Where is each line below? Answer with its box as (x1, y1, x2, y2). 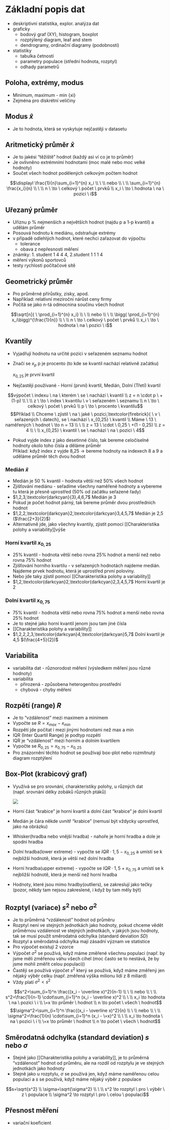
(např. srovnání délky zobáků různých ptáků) (12, 788, 107, 795)
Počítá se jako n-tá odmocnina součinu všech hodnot (12, 301, 124, 308)
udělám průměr (12, 225, 45, 231)
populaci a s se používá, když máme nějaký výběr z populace (12, 1076, 142, 1083)
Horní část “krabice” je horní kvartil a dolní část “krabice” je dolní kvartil (12, 808, 162, 814)
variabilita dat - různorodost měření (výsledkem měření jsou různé (12, 665, 151, 671)
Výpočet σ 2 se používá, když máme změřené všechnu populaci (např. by (12, 949, 165, 956)
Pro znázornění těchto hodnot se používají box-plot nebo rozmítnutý (12, 750, 156, 756)
